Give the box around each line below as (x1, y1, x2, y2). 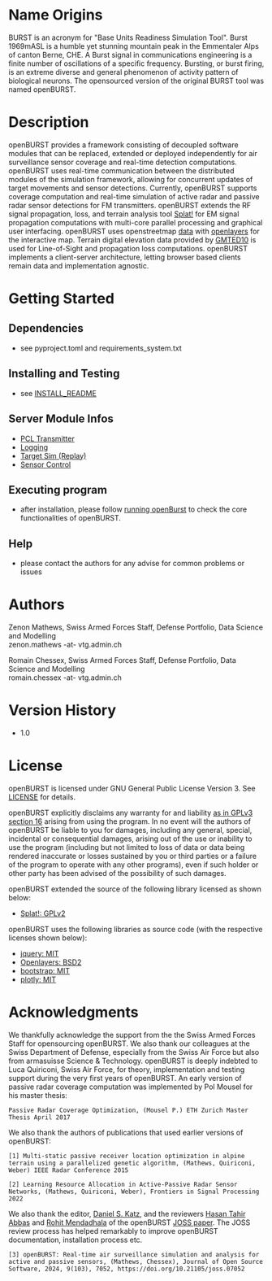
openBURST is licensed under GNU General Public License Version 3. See (8, 783, 256, 793)
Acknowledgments (8, 1003, 140, 1022)
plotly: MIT (19, 974, 57, 984)
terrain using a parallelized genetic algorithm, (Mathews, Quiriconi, (8, 1159, 256, 1167)
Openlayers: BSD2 (19, 957, 82, 967)
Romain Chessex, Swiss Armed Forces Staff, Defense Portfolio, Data (8, 656, 237, 665)
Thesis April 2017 (8, 1113, 71, 1122)
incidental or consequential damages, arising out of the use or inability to (8, 834, 253, 843)
